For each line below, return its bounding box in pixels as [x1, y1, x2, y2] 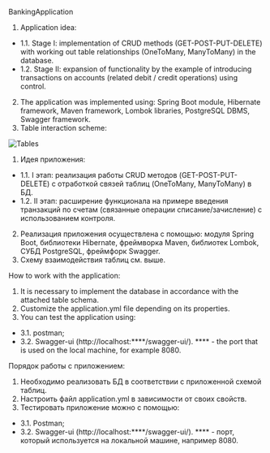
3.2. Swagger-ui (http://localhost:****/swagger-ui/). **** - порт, [19, 427, 235, 437]
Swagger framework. [19, 114, 91, 124]
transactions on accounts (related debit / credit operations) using [19, 73, 238, 82]
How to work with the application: [8, 271, 121, 280]
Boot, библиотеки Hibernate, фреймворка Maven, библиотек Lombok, [19, 238, 259, 247]
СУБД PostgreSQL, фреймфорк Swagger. [19, 247, 161, 256]
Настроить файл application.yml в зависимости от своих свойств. [19, 394, 247, 403]
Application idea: [19, 23, 77, 32]
